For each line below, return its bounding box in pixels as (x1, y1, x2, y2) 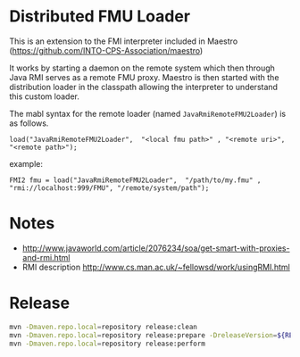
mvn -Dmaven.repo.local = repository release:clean (9, 322, 198, 331)
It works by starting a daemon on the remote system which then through (9, 62, 275, 73)
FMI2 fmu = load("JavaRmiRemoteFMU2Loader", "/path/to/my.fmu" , (9, 176, 262, 185)
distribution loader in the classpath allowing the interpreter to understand (9, 81, 279, 92)
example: (9, 158, 43, 169)
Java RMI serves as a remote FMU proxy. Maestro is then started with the (9, 71, 279, 82)
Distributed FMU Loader (9, 6, 190, 27)
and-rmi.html (21, 252, 71, 262)
